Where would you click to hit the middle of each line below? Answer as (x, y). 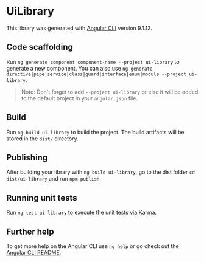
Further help (30, 231)
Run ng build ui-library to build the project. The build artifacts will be (95, 132)
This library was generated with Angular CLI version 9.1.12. (79, 28)
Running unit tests (42, 198)
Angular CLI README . (34, 253)
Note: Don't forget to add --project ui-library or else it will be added (110, 92)
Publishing (27, 157)
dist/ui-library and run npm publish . (54, 179)
